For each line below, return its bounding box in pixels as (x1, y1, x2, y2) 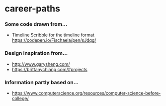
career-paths (4, 3, 61, 14)
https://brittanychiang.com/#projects (11, 66, 87, 72)
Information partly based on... (4, 79, 79, 86)
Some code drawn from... (4, 21, 68, 28)
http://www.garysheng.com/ (11, 61, 70, 67)
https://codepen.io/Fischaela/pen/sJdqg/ (11, 37, 96, 43)
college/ (11, 96, 29, 102)
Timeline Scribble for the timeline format (11, 32, 95, 38)
